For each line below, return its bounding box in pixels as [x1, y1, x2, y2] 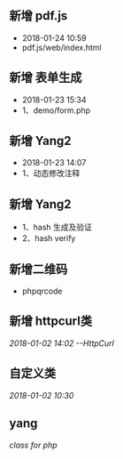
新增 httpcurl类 [9, 314, 93, 329]
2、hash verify [21, 233, 76, 244]
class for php [9, 439, 58, 450]
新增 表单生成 [9, 70, 82, 85]
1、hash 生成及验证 [21, 221, 93, 233]
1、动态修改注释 [21, 168, 81, 179]
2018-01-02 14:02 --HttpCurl [9, 337, 115, 349]
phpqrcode [21, 286, 63, 296]
